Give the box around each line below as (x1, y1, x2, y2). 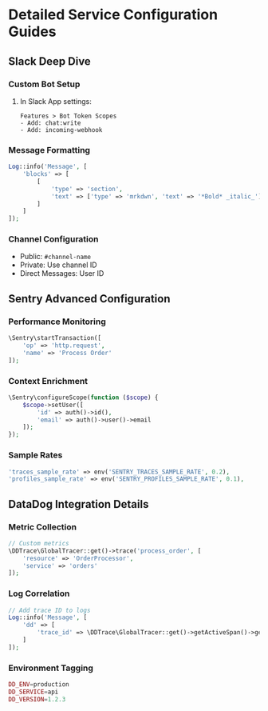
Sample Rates (8, 449, 63, 461)
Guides (8, 22, 57, 41)
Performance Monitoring (8, 316, 106, 327)
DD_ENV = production (8, 681, 69, 689)
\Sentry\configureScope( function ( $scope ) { (8, 393, 159, 401)
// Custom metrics (8, 539, 69, 547)
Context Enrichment (8, 375, 89, 386)
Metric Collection (8, 521, 77, 533)
